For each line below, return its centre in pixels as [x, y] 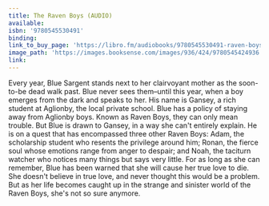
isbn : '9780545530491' [46, 30]
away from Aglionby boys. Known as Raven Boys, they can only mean [123, 117]
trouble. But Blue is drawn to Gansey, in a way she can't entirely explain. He [133, 125]
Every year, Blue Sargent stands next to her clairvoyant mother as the [123, 83]
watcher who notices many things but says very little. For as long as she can [134, 159]
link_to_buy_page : [39, 46]
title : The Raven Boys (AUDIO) [60, 16]
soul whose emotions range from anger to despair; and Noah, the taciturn [130, 151]
